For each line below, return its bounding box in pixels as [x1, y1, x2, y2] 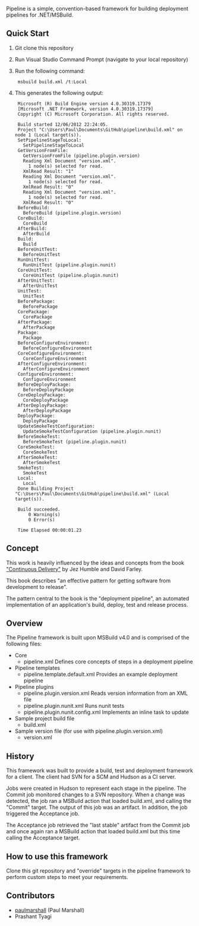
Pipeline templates [14, 664, 61, 672]
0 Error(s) [28, 516, 55, 522]
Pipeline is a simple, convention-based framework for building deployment [6, 5, 188, 12]
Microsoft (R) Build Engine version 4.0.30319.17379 [17, 100, 151, 106]
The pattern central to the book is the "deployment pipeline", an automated [6, 594, 189, 602]
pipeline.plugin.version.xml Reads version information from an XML [23, 689, 188, 697]
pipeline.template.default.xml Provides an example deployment [23, 671, 178, 678]
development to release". [6, 583, 68, 590]
